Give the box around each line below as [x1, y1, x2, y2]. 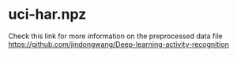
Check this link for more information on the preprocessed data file [8, 31, 223, 41]
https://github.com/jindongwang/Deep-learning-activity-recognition [8, 39, 229, 48]
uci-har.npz [8, 5, 87, 23]
